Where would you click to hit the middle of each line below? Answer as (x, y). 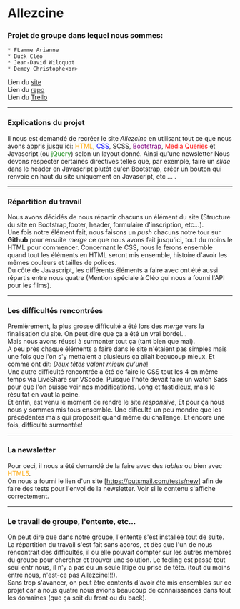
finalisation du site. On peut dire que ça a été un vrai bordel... (97, 334)
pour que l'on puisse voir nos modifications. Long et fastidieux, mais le (111, 387)
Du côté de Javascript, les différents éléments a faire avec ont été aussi (113, 270)
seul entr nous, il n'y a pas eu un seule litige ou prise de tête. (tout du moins (119, 567)
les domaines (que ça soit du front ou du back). (77, 598)
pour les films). (30, 286)
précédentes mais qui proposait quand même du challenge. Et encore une (116, 417)
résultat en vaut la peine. (44, 395)
